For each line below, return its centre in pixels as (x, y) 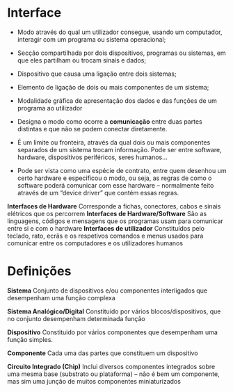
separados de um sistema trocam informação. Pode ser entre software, (120, 149)
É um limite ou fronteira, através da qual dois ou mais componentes (114, 142)
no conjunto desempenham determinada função (76, 318)
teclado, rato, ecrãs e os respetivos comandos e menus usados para (105, 236)
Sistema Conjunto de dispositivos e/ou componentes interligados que (107, 291)
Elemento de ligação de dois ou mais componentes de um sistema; (113, 87)
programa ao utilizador (50, 108)
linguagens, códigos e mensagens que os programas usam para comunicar (115, 221)
